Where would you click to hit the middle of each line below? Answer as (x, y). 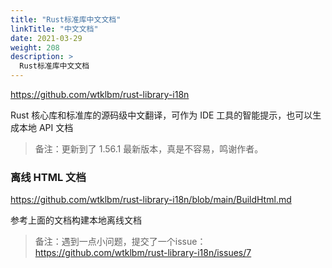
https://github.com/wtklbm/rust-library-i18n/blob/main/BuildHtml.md (151, 200)
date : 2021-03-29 (46, 38)
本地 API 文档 (46, 127)
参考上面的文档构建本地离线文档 (76, 220)
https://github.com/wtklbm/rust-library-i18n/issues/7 (143, 253)
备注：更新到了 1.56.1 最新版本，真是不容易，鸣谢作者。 (149, 149)
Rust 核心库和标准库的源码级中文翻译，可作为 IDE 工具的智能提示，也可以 (161, 115)
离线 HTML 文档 (48, 177)
